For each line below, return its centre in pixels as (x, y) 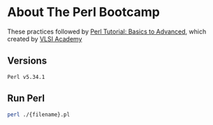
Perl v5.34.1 (26, 77)
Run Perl (26, 98)
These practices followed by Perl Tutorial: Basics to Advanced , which (107, 31)
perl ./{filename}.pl (39, 115)
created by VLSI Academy (45, 38)
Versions (27, 61)
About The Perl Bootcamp (84, 12)
